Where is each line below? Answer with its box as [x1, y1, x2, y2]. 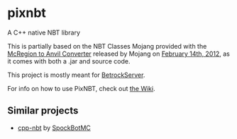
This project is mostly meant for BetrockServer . [7, 71, 145, 79]
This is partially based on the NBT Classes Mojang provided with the [7, 42, 207, 50]
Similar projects [7, 104, 79, 117]
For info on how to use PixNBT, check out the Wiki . [7, 84, 155, 92]
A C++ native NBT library [7, 28, 80, 37]
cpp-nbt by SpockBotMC [17, 123, 91, 132]
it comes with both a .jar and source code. [7, 56, 131, 65]
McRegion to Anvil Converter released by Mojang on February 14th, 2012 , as [7, 49, 231, 58]
